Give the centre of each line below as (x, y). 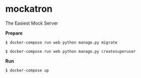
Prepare (14, 33)
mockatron (29, 9)
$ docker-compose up (27, 70)
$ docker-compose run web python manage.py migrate (61, 42)
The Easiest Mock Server (32, 23)
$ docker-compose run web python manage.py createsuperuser (71, 51)
